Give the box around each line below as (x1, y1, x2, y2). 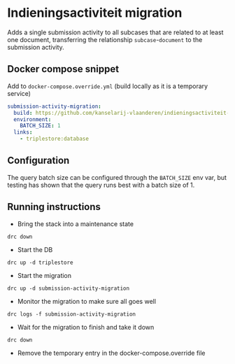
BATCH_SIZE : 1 (20, 122, 61, 129)
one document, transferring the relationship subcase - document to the (7, 35, 203, 43)
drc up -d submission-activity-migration (7, 285, 130, 292)
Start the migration (17, 271, 72, 279)
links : (13, 129, 33, 136)
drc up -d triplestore (7, 259, 73, 266)
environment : (13, 115, 52, 123)
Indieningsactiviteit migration (7, 5, 183, 21)
